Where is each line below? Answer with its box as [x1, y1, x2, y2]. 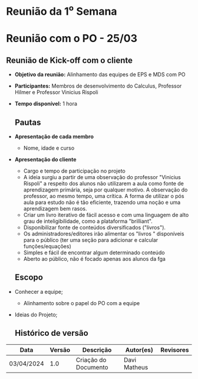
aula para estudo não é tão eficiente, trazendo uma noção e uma [23, 199, 181, 206]
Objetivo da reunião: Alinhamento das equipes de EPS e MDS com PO [14, 71, 186, 78]
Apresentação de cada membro [14, 133, 94, 140]
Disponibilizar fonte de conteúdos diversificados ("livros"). [23, 224, 166, 231]
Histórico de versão [14, 328, 88, 338]
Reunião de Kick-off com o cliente [6, 55, 133, 65]
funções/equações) [23, 243, 72, 250]
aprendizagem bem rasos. [23, 205, 87, 212]
